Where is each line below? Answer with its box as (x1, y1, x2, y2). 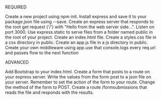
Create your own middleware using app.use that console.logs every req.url (5, 45, 156, 50)
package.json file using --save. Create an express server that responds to (5, 19, 154, 24)
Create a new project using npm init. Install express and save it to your (5, 14, 147, 19)
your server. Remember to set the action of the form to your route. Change (5, 79, 155, 85)
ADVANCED (5, 60, 29, 65)
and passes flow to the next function (5, 50, 79, 56)
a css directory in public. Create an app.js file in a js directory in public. (5, 40, 148, 45)
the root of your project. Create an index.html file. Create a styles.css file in (5, 34, 157, 40)
